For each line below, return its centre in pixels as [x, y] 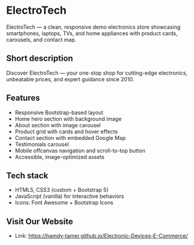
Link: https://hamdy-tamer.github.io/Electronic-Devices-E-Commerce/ [101, 236]
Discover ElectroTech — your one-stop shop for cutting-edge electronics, [97, 73]
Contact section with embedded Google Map [70, 137]
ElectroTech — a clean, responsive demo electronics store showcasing [93, 27]
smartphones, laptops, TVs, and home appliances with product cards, [92, 33]
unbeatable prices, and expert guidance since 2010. [70, 79]
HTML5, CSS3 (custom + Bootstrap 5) [62, 190]
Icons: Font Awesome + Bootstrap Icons [64, 203]
